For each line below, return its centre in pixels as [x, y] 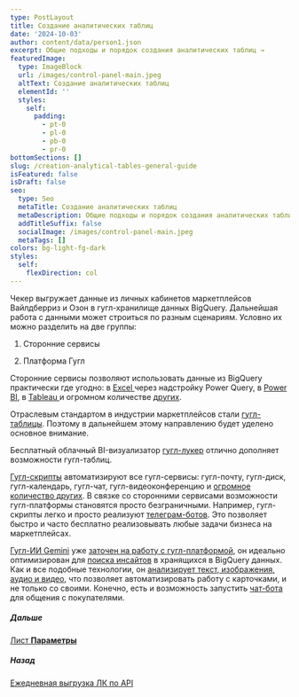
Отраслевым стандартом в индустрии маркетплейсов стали [125, 414]
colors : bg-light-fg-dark [58, 248]
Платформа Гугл [54, 361]
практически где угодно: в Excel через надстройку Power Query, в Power [149, 388]
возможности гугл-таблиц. [61, 459]
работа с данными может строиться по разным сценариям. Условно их [146, 317]
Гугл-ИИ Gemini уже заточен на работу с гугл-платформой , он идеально [148, 550]
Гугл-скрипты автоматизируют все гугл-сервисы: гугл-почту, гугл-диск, [148, 476]
